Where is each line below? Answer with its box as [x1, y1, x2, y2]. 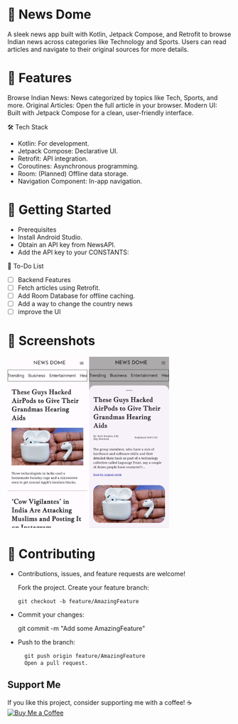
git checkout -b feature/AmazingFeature [17, 598, 139, 605]
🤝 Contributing [7, 546, 96, 562]
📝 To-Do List [7, 261, 44, 270]
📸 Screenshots [7, 333, 96, 349]
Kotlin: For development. [17, 139, 90, 148]
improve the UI [17, 308, 61, 316]
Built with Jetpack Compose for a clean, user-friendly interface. [7, 108, 194, 117]
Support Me [7, 679, 61, 691]
